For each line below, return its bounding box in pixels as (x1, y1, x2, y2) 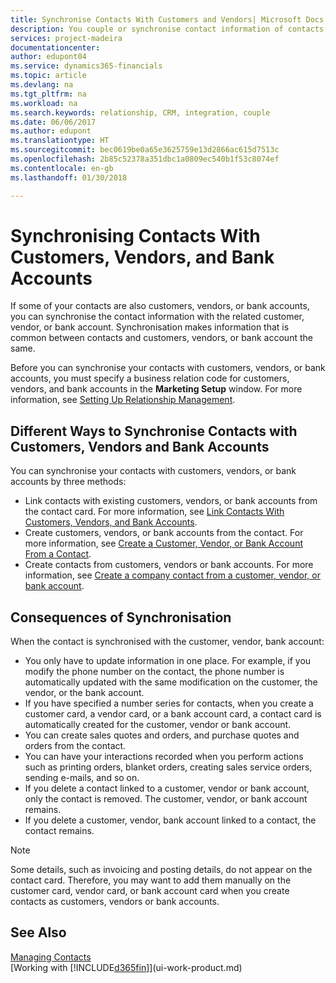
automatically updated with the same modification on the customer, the (24, 676, 318, 688)
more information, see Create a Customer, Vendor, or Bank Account (24, 537, 303, 550)
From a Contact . (24, 548, 92, 560)
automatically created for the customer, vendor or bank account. (24, 719, 292, 731)
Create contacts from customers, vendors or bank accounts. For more (24, 559, 314, 571)
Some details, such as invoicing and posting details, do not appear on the (10, 864, 313, 876)
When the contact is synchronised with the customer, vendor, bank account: (10, 636, 325, 648)
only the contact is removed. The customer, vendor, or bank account (24, 793, 308, 805)
